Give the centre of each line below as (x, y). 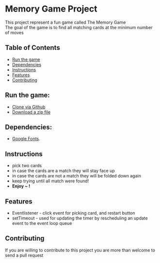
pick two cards (27, 166)
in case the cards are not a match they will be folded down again (77, 176)
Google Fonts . (26, 139)
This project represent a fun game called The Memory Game (65, 22)
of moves (15, 32)
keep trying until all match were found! (50, 181)
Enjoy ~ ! (21, 186)
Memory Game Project (51, 9)
